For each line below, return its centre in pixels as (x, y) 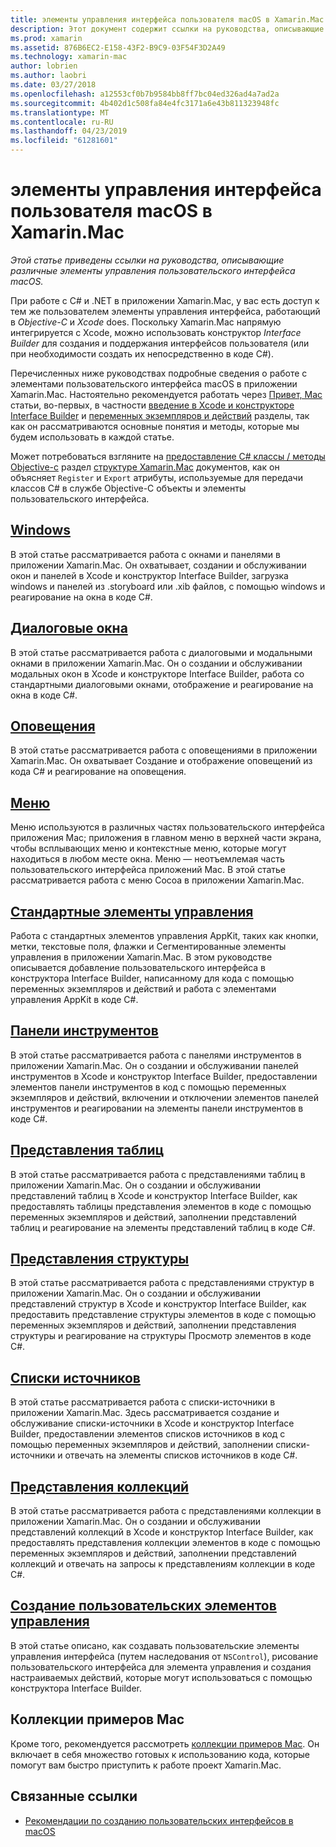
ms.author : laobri (48, 76)
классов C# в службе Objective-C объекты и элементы (128, 488)
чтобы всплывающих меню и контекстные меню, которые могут (148, 848)
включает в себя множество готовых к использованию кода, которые (160, 1754)
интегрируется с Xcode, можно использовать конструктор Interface (156, 332)
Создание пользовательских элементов (143, 1606)
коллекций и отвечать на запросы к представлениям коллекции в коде (163, 1564)
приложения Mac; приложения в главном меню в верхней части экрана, (166, 838)
